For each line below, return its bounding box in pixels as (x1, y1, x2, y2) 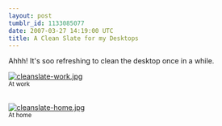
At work (8, 80, 31, 88)
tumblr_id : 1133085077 (8, 19, 85, 27)
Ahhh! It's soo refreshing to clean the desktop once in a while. (8, 56, 215, 66)
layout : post (8, 11, 52, 20)
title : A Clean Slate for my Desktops (8, 34, 139, 43)
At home (8, 112, 32, 120)
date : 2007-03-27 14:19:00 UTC (8, 26, 114, 35)
